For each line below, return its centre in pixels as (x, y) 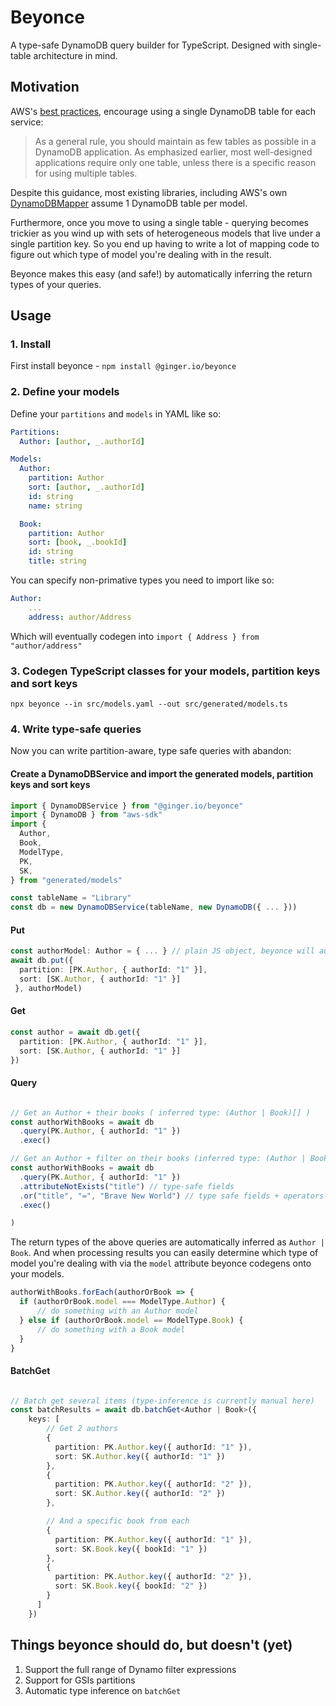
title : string (57, 561)
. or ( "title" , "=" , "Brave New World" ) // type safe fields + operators (172, 1196)
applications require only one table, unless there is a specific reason (175, 162)
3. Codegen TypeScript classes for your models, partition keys (165, 671)
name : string (55, 506)
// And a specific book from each (118, 1521)
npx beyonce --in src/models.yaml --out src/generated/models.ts (149, 704)
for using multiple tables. (86, 173)
